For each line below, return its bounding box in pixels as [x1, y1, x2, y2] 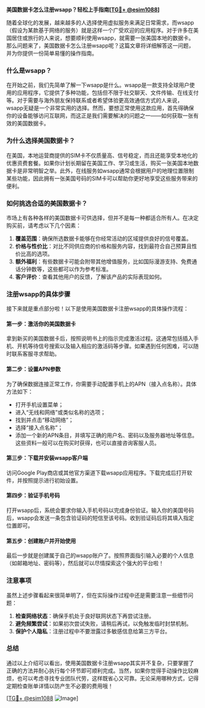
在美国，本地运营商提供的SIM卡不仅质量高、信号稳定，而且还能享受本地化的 [6, 151, 198, 159]
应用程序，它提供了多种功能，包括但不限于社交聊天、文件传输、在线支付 [16, 89, 199, 97]
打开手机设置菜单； [15, 401, 64, 408]
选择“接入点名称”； [15, 424, 63, 431]
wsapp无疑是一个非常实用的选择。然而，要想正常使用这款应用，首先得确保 [6, 104, 194, 112]
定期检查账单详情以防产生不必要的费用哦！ [6, 682, 113, 690]
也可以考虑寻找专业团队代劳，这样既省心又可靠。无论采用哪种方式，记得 [16, 674, 199, 682]
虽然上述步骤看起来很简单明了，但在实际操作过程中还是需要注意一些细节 [6, 591, 188, 599]
